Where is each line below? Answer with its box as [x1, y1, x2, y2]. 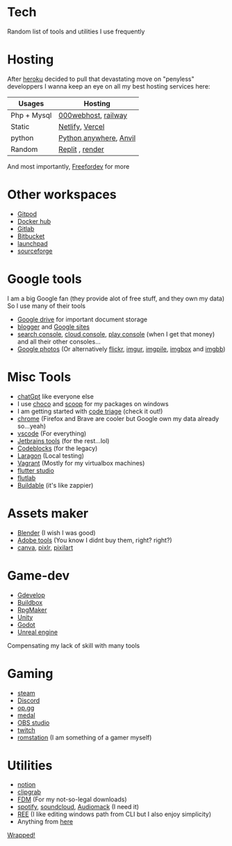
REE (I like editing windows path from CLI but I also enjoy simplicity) [17, 810, 212, 819]
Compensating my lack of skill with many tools [7, 641, 140, 649]
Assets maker [7, 505, 89, 521]
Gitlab [17, 224, 35, 233]
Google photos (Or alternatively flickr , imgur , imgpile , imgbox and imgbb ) [17, 344, 226, 353]
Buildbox [17, 598, 43, 606]
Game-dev [7, 567, 70, 583]
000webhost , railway [58, 110, 128, 120]
